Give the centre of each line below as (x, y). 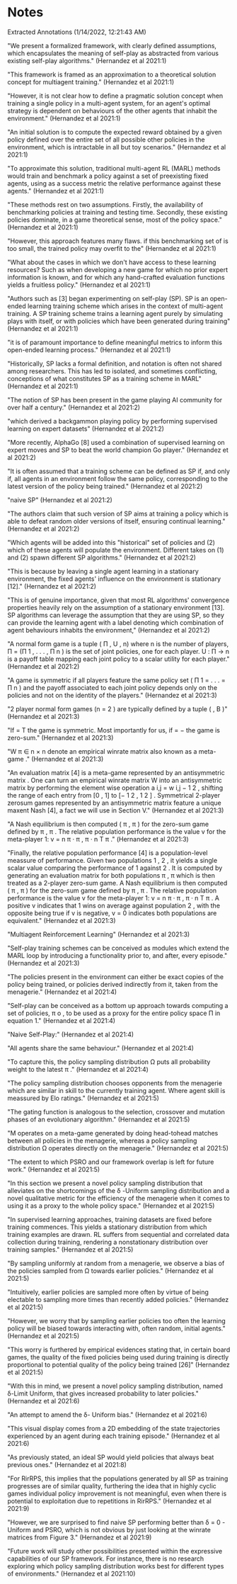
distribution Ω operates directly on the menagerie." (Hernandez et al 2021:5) (118, 1148)
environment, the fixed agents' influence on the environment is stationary (114, 579)
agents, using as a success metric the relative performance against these (114, 183)
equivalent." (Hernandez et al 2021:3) (62, 920)
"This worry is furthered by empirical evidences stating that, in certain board (119, 1350)
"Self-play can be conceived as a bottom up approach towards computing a (118, 1005)
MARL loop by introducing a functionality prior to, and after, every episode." (117, 955)
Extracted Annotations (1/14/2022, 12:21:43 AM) (77, 32)
